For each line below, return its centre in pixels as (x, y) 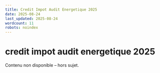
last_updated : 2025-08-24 (31, 18)
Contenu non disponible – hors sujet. (42, 65)
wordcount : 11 (20, 23)
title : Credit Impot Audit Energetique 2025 (51, 9)
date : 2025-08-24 (23, 14)
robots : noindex (22, 28)
